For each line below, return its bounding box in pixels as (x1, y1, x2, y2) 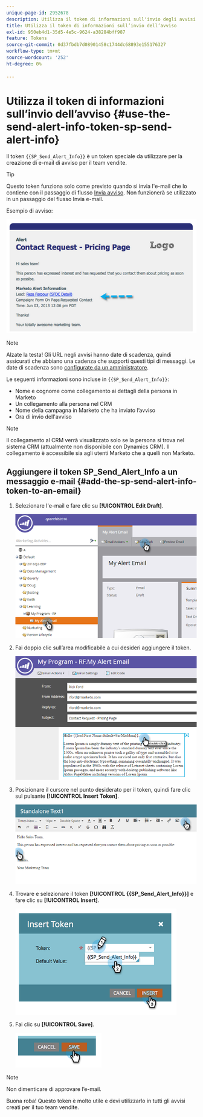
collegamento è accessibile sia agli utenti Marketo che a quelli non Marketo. (6, 449, 195, 457)
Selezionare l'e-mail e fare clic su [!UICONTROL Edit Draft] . (14, 502, 164, 509)
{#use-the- (112, 107, 171, 121)
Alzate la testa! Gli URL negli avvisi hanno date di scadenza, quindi (6, 351, 172, 358)
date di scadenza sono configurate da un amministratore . (6, 363, 149, 371)
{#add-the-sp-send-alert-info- (77, 476, 197, 487)
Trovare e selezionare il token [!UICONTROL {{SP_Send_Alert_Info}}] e (14, 890, 194, 897)
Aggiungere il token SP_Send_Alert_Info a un (6, 467, 178, 477)
